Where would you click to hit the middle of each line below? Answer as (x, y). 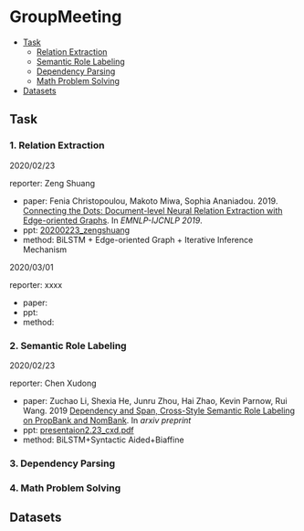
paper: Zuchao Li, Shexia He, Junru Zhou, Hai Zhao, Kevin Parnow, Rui (155, 400)
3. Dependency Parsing (63, 463)
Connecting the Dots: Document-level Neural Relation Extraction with (152, 210)
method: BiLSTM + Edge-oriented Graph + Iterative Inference (138, 239)
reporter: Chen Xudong (53, 383)
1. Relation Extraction (57, 145)
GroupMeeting (66, 17)
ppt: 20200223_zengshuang (76, 229)
